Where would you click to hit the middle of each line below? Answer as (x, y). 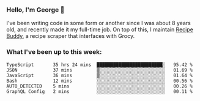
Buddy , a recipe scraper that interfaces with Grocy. (71, 36)
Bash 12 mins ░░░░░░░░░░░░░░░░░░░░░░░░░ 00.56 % (99, 81)
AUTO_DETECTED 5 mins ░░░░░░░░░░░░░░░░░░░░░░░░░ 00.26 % (99, 86)
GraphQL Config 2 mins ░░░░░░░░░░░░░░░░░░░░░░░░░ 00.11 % (99, 91)
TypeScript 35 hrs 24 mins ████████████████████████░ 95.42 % (99, 65)
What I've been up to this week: (54, 52)
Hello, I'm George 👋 (35, 10)
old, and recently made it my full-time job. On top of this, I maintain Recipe (100, 29)
